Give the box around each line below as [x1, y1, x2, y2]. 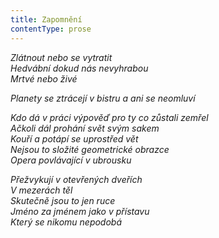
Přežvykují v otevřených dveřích [10, 173, 143, 185]
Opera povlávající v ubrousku [10, 154, 132, 166]
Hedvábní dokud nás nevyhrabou [10, 62, 149, 74]
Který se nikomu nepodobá [10, 216, 123, 228]
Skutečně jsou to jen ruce [10, 194, 116, 206]
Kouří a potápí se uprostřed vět [10, 132, 139, 145]
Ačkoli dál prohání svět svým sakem [10, 122, 160, 134]
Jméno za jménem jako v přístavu [10, 205, 150, 217]
